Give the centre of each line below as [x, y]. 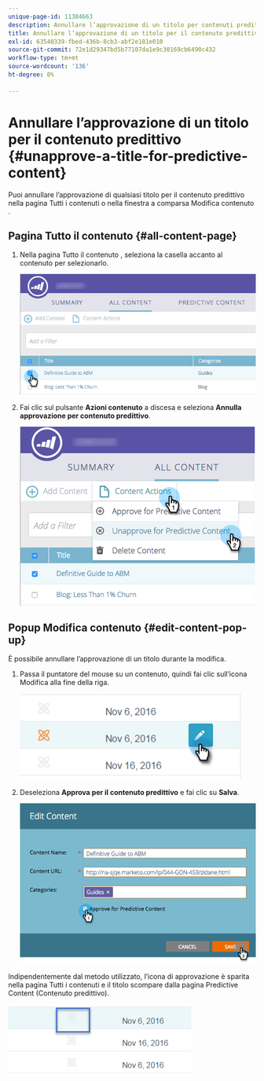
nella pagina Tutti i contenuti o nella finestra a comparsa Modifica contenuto [131, 203]
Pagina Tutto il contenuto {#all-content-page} [123, 236]
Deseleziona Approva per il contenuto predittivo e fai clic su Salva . [129, 793]
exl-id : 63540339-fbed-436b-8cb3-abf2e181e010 [86, 42]
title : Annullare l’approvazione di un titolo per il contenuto [115, 33]
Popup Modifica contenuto [75, 627]
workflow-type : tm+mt [44, 58]
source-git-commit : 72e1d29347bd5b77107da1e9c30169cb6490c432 [112, 50]
